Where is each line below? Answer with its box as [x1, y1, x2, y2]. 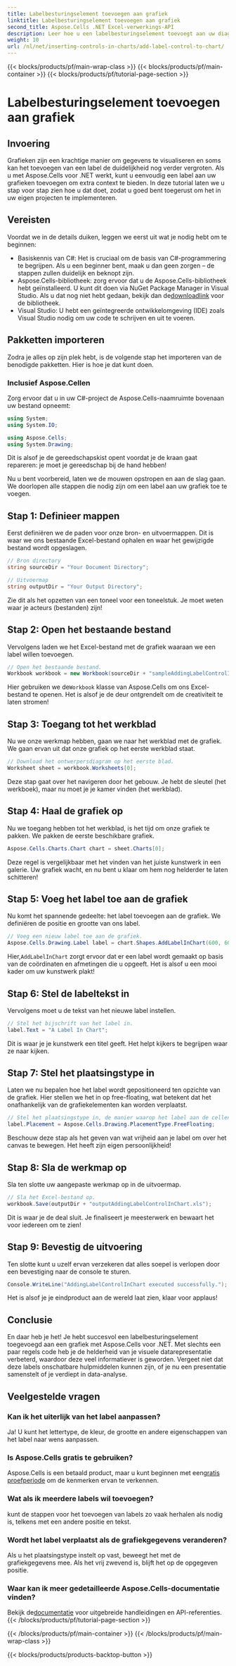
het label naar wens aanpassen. [7, 1435, 100, 1443]
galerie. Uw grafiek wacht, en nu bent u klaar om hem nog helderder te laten [7, 865, 228, 874]
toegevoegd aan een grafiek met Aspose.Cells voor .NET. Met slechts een [7, 1340, 221, 1349]
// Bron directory [7, 557, 61, 564]
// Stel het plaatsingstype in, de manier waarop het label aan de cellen [7, 1114, 231, 1121]
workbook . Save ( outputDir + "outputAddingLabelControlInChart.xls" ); [7, 1200, 212, 1207]
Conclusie [7, 1314, 53, 1326]
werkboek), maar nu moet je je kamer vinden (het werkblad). [7, 785, 183, 793]
